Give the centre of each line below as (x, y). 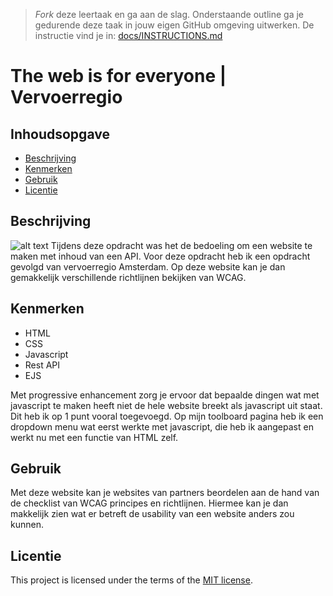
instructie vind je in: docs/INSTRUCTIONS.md (128, 35)
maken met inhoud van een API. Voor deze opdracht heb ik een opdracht (160, 256)
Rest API (42, 365)
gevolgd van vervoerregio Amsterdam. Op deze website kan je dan (148, 266)
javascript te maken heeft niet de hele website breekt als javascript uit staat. (166, 405)
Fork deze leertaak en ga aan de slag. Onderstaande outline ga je (169, 14)
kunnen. (27, 525)
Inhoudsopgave (60, 134)
